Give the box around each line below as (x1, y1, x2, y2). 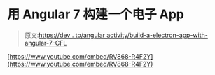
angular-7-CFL (24, 39, 67, 47)
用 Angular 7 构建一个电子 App (7, 6, 184, 22)
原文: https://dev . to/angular (24, 31, 106, 39)
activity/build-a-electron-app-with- (106, 31, 208, 39)
